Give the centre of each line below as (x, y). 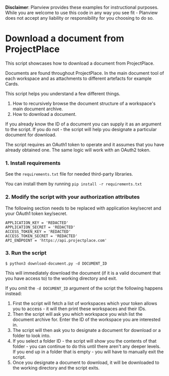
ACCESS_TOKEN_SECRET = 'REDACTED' (42, 236)
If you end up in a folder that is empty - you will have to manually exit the (88, 352)
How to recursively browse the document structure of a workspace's (84, 103)
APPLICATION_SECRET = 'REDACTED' (40, 227)
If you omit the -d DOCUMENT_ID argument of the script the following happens (84, 288)
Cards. (12, 83)
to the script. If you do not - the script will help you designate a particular (81, 129)
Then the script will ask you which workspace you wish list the (77, 314)
